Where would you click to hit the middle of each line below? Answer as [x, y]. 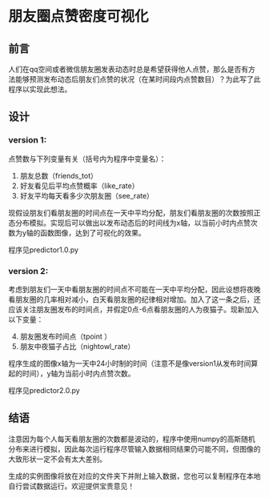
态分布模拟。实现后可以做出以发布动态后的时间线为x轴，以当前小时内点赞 [129, 223]
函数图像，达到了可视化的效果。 [92, 232]
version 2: [28, 271]
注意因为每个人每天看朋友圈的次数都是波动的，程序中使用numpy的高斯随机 [132, 439]
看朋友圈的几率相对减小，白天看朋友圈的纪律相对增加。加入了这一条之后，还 [134, 299]
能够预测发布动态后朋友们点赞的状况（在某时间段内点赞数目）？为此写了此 [138, 79]
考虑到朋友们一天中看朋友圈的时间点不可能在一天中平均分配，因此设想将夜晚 [134, 289]
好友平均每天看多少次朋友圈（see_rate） [87, 195]
